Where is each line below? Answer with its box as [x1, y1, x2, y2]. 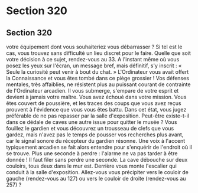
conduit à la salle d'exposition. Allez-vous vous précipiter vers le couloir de [6, 169, 189, 175]
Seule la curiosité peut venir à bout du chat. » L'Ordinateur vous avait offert [6, 68, 189, 75]
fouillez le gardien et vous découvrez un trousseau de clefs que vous [6, 125, 174, 132]
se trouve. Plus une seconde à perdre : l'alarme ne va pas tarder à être [6, 150, 178, 157]
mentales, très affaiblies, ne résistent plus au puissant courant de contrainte [6, 81, 191, 88]
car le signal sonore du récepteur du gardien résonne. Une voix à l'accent [6, 138, 186, 144]
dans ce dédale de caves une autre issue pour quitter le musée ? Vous [6, 119, 177, 125]
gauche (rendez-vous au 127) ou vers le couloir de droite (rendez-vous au [6, 175, 186, 182]
